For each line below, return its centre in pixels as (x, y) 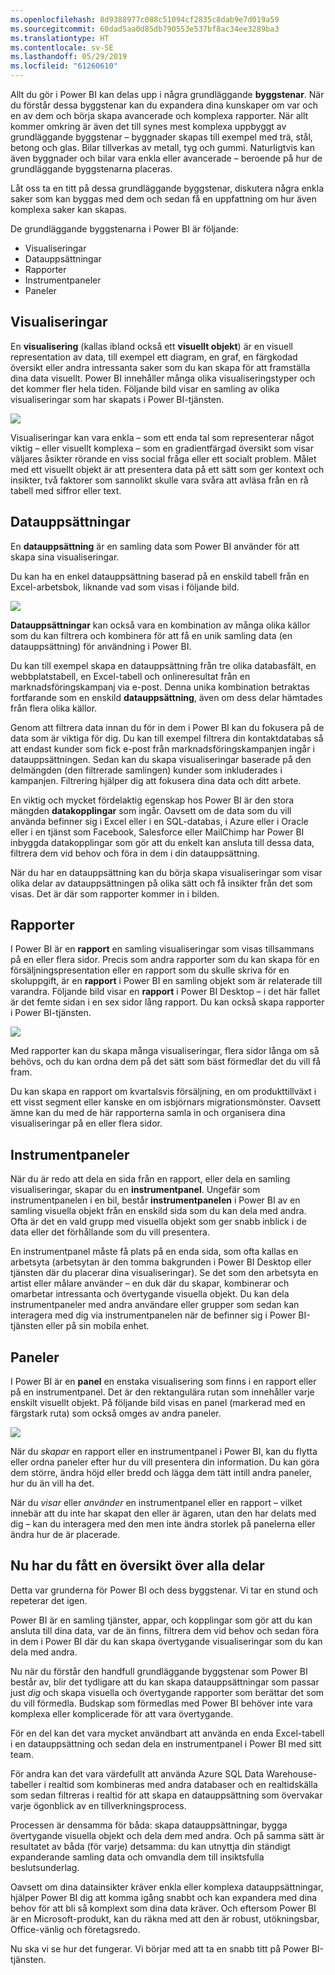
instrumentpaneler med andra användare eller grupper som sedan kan (155, 1305)
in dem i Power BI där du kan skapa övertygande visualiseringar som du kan (166, 1641)
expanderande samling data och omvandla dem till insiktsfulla (137, 1857)
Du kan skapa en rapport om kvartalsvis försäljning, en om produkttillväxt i (163, 1092)
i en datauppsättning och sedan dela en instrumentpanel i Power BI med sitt (166, 1743)
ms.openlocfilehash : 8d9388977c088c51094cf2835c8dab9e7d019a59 (145, 19)
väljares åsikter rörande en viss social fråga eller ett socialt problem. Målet (163, 458)
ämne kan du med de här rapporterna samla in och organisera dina (148, 1113)
